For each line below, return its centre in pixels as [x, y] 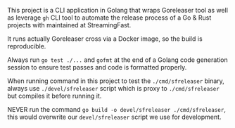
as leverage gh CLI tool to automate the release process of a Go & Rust [109, 18]
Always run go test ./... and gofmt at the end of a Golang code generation [118, 60]
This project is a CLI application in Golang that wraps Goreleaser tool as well [118, 10]
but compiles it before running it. [55, 96]
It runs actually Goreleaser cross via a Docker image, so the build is [105, 39]
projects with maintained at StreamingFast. [69, 25]
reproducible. [27, 46]
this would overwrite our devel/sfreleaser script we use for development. [114, 117]
